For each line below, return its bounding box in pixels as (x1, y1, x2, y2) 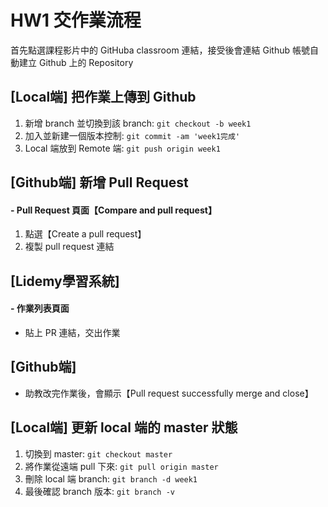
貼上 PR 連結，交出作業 (24, 326, 121, 338)
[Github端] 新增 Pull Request (10, 174, 189, 191)
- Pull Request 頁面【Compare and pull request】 (10, 204, 217, 216)
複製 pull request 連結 (24, 241, 115, 253)
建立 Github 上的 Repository (18, 56, 134, 68)
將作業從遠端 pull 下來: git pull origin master (24, 460, 219, 472)
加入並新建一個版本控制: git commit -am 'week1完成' (24, 129, 241, 141)
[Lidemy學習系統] (10, 272, 120, 290)
